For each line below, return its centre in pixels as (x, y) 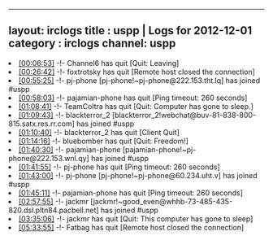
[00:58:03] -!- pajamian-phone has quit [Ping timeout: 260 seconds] (133, 98)
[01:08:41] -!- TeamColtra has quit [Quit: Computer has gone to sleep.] (136, 106)
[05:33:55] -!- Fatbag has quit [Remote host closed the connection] (132, 227)
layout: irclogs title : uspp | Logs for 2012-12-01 (130, 31)
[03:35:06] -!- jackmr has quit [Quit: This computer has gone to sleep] (136, 218)
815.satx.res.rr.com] (42, 124)
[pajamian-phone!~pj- (159, 149)
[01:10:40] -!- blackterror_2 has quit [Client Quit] (100, 132)
